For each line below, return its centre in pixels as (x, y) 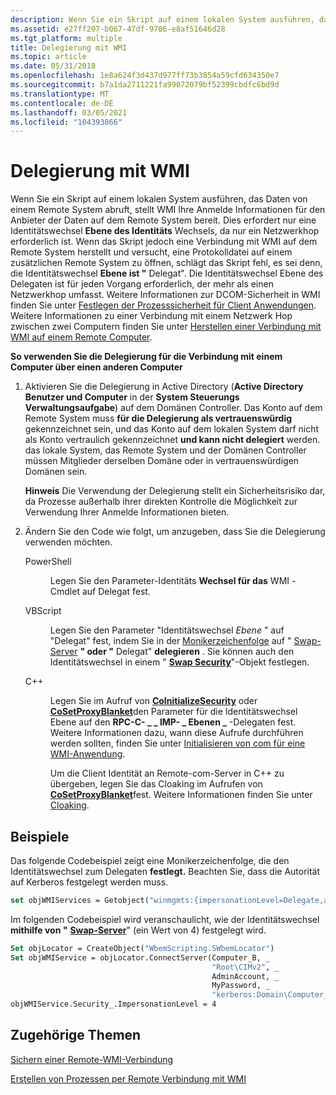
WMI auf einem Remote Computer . (81, 337)
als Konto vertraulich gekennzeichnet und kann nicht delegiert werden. (172, 440)
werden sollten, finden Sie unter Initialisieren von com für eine (177, 743)
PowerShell (48, 562)
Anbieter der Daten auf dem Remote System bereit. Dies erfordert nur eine (163, 220)
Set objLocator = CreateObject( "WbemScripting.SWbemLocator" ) (142, 948)
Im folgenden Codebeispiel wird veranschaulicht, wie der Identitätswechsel (165, 919)
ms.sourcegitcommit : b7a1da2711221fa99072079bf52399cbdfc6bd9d (145, 85)
